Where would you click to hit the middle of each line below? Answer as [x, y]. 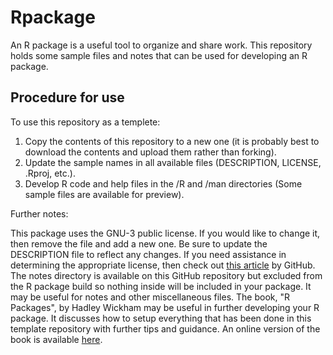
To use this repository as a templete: [85, 122]
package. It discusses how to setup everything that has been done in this [161, 318]
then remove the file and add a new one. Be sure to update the [139, 243]
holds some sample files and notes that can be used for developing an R [159, 55]
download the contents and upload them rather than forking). [150, 152]
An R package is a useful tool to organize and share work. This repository [161, 45]
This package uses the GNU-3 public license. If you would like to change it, [165, 233]
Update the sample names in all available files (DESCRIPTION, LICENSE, [173, 162]
